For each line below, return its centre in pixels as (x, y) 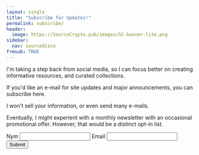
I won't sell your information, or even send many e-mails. (78, 106)
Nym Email (56, 136)
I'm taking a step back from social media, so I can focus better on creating (100, 69)
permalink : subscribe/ (35, 23)
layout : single (26, 12)
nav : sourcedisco (34, 46)
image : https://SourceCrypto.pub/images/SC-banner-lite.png (90, 35)
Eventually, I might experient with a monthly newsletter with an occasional (99, 117)
